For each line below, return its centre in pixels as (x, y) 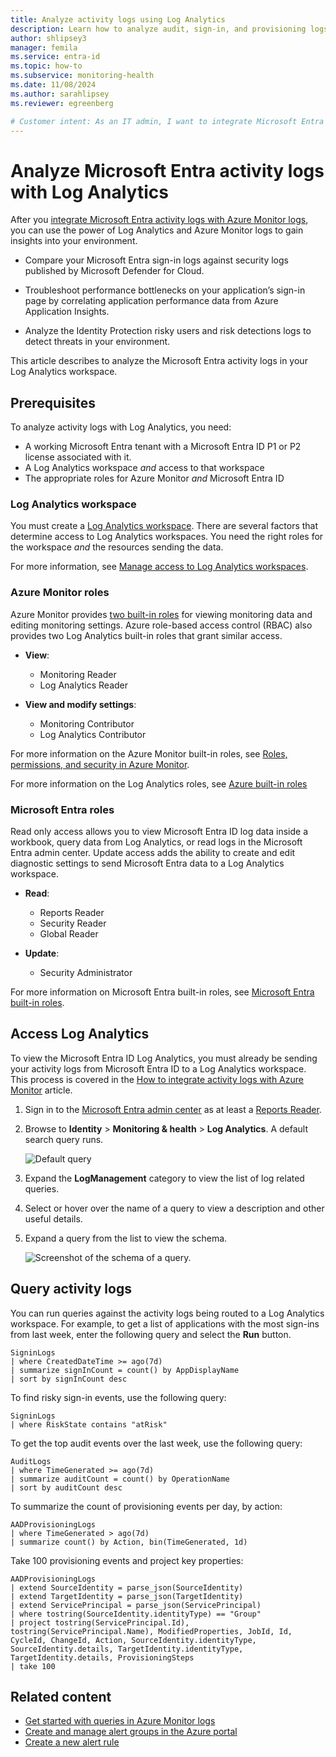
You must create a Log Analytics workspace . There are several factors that (164, 526)
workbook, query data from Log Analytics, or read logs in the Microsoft (156, 842)
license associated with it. (78, 457)
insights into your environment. (74, 241)
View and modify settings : (80, 704)
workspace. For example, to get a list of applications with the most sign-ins (165, 1323)
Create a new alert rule (72, 1742)
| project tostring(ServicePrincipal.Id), (100, 1622)
